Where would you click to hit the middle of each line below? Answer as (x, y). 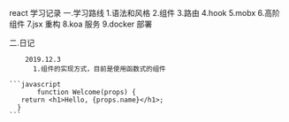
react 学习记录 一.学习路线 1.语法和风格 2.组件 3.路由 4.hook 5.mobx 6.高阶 (145, 13)
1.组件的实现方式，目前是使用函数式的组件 (99, 69)
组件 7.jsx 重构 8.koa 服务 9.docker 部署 (81, 24)
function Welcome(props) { (87, 92)
